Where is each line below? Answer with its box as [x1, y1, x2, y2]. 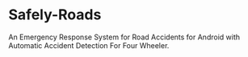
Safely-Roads [8, 6, 102, 24]
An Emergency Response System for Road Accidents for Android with [8, 32, 241, 42]
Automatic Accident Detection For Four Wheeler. [8, 40, 170, 50]
